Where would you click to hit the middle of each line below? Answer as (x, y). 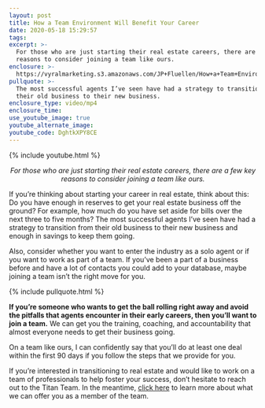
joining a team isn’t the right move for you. (77, 276)
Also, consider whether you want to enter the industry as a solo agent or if (129, 251)
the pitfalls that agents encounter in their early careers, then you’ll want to (133, 315)
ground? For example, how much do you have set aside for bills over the (126, 210)
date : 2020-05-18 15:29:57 (53, 30)
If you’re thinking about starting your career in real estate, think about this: (129, 194)
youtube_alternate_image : (51, 125)
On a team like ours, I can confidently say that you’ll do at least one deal (125, 347)
